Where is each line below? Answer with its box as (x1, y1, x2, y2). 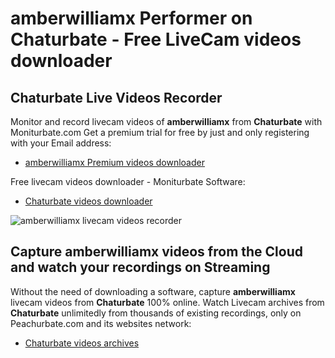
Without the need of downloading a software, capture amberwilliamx (10, 285, 296, 297)
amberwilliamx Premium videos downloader (24, 157, 205, 168)
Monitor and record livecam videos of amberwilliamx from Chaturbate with (10, 116, 323, 127)
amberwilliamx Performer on (10, 7, 253, 30)
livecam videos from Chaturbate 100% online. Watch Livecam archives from (10, 296, 325, 308)
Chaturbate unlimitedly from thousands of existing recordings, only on (10, 307, 302, 319)
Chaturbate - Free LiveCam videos (10, 28, 302, 51)
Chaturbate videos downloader (24, 195, 153, 207)
